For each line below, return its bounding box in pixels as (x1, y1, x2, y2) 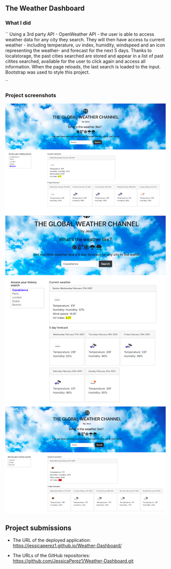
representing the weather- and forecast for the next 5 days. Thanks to (5, 47, 152, 53)
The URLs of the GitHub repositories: (12, 553, 91, 559)
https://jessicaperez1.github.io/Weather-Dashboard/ (12, 542, 122, 549)
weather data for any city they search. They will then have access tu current (5, 36, 165, 42)
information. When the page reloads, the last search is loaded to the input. (5, 63, 161, 69)
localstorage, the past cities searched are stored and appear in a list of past (5, 53, 164, 59)
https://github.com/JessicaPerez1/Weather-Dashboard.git (12, 558, 134, 564)
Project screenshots (5, 91, 56, 99)
